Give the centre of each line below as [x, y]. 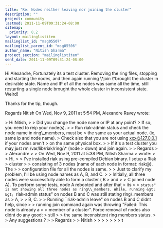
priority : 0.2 [24, 32]
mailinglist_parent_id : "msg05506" [41, 46]
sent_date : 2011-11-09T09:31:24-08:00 [44, 60]
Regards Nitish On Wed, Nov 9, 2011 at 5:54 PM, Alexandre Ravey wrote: [77, 113]
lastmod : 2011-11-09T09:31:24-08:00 [42, 23]
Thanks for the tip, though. [32, 104]
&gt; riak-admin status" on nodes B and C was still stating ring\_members [79, 194]
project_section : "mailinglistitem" [42, 55]
